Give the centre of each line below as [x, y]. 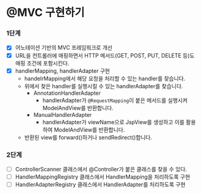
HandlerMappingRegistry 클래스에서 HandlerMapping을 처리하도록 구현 [103, 177]
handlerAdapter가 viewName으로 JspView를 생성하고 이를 [114, 122]
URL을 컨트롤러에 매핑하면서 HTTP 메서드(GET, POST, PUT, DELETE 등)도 [105, 55]
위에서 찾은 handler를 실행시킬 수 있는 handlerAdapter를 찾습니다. [103, 86]
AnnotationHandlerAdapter [67, 93]
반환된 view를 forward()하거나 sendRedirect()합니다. [88, 137]
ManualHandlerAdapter [63, 114]
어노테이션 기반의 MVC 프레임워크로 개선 [64, 48]
